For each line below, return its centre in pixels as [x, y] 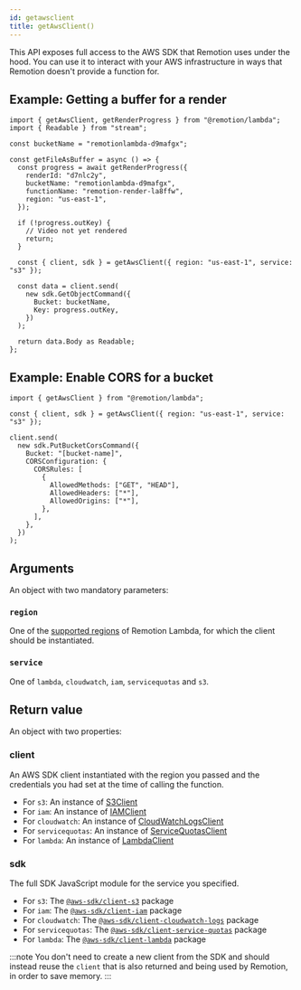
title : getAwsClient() [52, 26]
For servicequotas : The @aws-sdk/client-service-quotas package [145, 929]
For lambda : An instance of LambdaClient [98, 840]
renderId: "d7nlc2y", [66, 176]
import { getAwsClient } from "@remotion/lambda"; [107, 399]
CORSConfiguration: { [66, 462]
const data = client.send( [68, 287]
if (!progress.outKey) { [64, 223]
